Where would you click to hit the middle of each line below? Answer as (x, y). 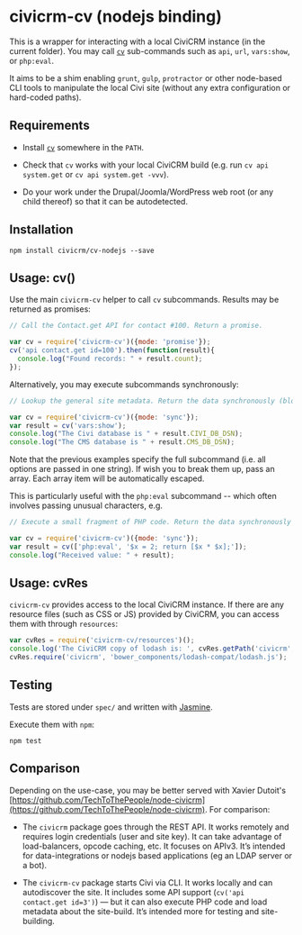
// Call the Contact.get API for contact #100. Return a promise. (136, 326)
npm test (26, 740)
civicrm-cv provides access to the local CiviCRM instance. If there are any (147, 604)
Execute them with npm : (52, 724)
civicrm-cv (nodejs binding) (116, 17)
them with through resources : (64, 624)
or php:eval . (31, 60)
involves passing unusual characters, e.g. (86, 505)
